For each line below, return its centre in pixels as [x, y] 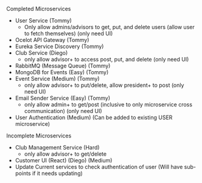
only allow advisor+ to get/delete [65, 154]
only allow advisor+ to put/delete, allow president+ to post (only [104, 85]
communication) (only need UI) [63, 111]
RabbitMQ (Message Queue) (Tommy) [63, 66]
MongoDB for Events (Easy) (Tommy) [62, 72]
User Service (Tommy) [43, 20]
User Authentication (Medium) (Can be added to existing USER [94, 117]
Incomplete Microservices [39, 136]
